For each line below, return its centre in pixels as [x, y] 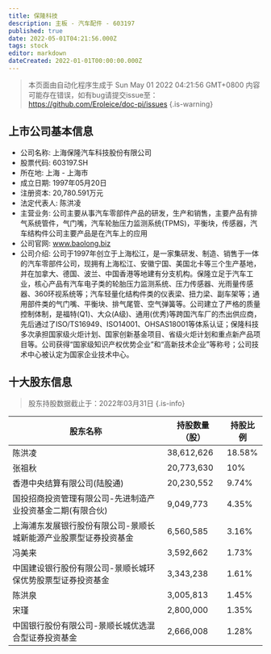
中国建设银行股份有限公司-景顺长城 [80, 568]
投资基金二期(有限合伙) [64, 510]
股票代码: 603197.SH [54, 162]
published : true [35, 31]
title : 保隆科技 [33, 16]
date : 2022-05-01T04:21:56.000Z [63, 38]
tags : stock [28, 46]
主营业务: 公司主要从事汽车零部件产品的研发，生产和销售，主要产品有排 [139, 213]
